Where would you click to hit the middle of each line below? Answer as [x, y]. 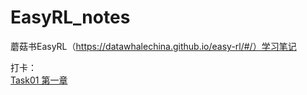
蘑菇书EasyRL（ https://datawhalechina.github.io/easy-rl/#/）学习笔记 [153, 46]
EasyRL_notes [70, 17]
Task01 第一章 [39, 80]
